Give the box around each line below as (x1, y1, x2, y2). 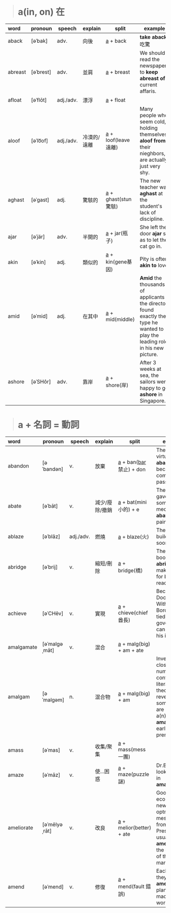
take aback (139, 33, 167, 40)
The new (139, 177, 161, 184)
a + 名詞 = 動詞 (17, 419, 80, 431)
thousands (139, 281, 165, 288)
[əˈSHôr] (31, 378, 51, 385)
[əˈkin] (31, 258, 46, 266)
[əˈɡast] (31, 196, 49, 203)
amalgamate (8, 643, 38, 651)
